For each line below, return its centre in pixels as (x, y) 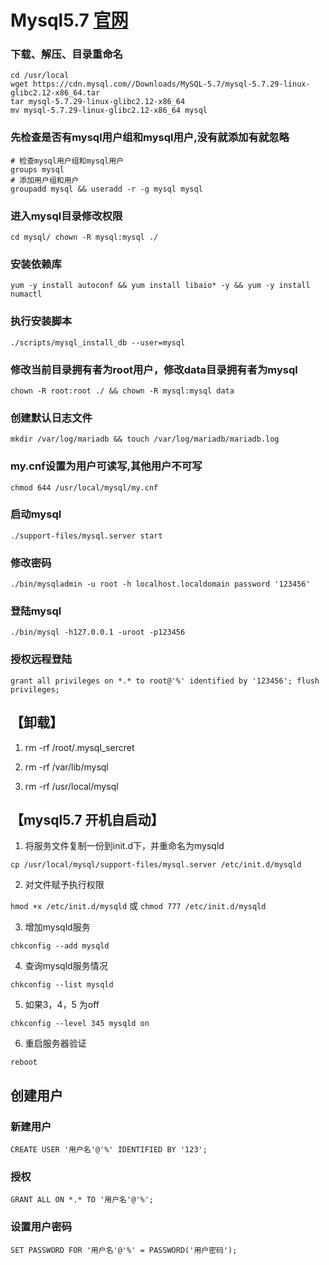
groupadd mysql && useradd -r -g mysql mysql (106, 189)
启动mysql (36, 514)
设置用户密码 (41, 1227)
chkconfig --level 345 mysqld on (80, 1024)
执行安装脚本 (41, 321)
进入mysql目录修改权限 (66, 216)
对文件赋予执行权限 (64, 885)
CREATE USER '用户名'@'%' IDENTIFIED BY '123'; (109, 1150)
